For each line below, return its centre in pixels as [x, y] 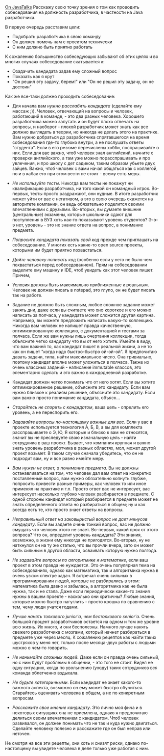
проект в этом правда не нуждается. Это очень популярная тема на [84, 565]
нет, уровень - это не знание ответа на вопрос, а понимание [80, 225]
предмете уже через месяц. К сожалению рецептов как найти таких [84, 637]
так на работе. [27, 295]
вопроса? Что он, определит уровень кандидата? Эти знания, [77, 535]
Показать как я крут [33, 76]
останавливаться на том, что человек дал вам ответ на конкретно [82, 473]
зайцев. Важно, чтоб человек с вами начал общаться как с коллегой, [85, 168]
